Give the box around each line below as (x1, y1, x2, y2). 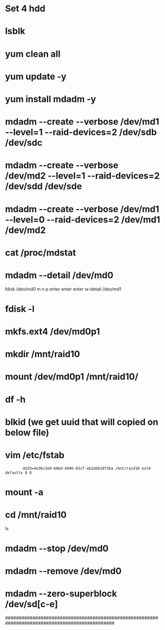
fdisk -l (5, 303, 35, 315)
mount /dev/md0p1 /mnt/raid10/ (5, 371, 139, 382)
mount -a (5, 487, 43, 497)
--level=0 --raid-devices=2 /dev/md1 (5, 214, 161, 225)
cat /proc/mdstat (5, 247, 76, 258)
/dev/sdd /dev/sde (5, 181, 82, 192)
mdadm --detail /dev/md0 (5, 270, 114, 281)
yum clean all (5, 48, 61, 59)
